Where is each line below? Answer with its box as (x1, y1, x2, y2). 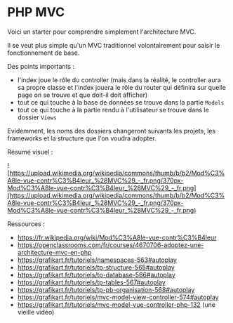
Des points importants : (7, 62, 75, 70)
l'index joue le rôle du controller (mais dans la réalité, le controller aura (17, 75, 221, 84)
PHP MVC (7, 4, 65, 20)
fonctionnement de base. (7, 48, 80, 57)
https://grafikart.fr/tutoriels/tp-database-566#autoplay (17, 270, 175, 279)
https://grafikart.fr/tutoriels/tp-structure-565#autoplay (17, 263, 175, 271)
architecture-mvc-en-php (17, 248, 92, 256)
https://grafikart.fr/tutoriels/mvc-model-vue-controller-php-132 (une (17, 300, 216, 309)
